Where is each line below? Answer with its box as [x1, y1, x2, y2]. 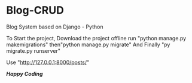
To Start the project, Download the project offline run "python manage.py [6, 34, 187, 41]
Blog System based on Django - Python [6, 23, 103, 30]
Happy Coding [6, 70, 43, 77]
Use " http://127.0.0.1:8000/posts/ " [6, 59, 90, 66]
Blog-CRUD [6, 4, 64, 17]
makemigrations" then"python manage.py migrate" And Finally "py [6, 41, 170, 48]
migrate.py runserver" [6, 47, 61, 54]
